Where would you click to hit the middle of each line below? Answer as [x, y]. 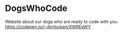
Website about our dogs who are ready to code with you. [62, 22]
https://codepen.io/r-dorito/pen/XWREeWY [48, 26]
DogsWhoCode [36, 8]
